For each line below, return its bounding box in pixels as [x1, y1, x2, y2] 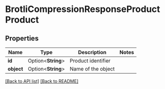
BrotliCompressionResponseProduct [5, 3, 161, 15]
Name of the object [69, 65, 115, 72]
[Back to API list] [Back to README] [5, 78, 79, 84]
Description [78, 49, 107, 55]
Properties [5, 34, 39, 42]
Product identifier [69, 57, 111, 64]
